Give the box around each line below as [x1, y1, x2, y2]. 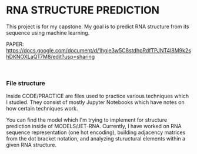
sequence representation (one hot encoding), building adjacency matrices [6, 129, 186, 136]
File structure [6, 79, 45, 87]
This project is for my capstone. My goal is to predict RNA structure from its [6, 23, 189, 30]
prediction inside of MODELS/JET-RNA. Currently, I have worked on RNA [6, 123, 182, 130]
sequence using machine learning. [6, 29, 90, 36]
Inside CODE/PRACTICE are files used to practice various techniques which [6, 92, 189, 100]
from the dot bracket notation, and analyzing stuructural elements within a [6, 135, 186, 142]
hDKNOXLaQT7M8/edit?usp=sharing [6, 53, 95, 60]
